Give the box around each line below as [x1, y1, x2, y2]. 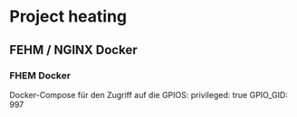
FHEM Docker [9, 69, 71, 82]
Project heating [9, 6, 128, 27]
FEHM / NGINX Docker [9, 42, 138, 58]
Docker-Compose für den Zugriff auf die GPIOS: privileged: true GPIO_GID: [9, 89, 288, 100]
